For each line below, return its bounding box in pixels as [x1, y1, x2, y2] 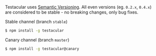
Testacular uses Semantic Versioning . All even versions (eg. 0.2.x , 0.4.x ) [5, 4, 152, 10]
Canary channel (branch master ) [5, 37, 69, 43]
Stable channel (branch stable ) [5, 19, 68, 24]
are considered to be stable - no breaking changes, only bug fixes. [5, 9, 139, 15]
